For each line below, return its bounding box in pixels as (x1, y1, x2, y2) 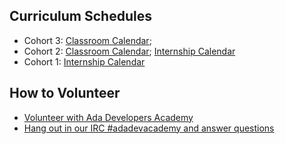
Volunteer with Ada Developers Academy (23, 111, 194, 123)
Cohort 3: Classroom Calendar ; (23, 34, 152, 46)
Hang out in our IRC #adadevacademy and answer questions (23, 122, 275, 134)
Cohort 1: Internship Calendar (23, 55, 146, 68)
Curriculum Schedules (9, 8, 152, 25)
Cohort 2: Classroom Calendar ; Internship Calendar (23, 45, 236, 57)
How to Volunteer (9, 85, 121, 102)
